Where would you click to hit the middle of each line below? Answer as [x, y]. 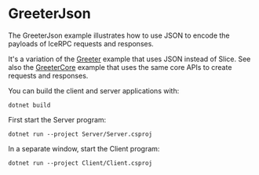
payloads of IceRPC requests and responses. [81, 43]
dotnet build [29, 105]
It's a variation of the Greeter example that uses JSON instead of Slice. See [129, 59]
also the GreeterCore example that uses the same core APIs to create [120, 67]
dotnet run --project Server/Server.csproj [80, 134]
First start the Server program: [57, 119]
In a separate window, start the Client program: [84, 148]
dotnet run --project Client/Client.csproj [80, 163]
